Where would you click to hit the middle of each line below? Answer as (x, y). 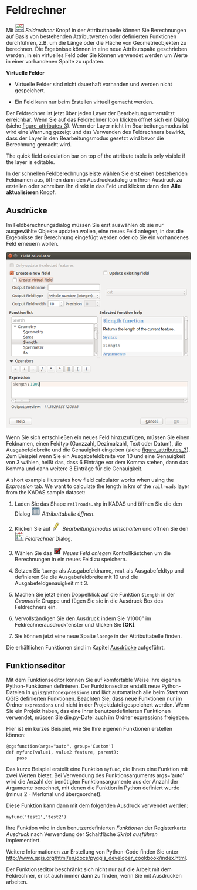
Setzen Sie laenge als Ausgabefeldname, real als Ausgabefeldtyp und (99, 570)
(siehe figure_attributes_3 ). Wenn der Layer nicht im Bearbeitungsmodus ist (97, 126)
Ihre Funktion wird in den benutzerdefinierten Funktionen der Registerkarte (96, 828)
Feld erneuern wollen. (32, 243)
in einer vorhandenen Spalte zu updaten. (55, 61)
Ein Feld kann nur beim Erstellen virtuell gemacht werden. (84, 102)
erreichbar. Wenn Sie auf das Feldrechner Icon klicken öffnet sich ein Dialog (98, 119)
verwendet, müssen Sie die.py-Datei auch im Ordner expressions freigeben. (98, 717)
